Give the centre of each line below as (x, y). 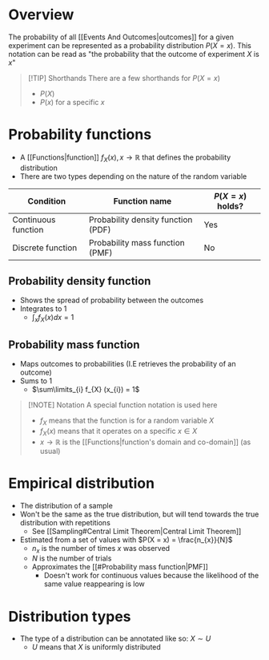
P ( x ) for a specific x (72, 102)
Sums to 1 (36, 381)
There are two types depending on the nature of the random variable (133, 176)
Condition (47, 200)
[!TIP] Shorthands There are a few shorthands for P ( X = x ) (124, 78)
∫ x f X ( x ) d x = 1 (53, 318)
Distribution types (70, 616)
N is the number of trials (72, 558)
